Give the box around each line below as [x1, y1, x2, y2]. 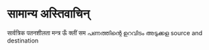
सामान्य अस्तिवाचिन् [7, 6, 90, 22]
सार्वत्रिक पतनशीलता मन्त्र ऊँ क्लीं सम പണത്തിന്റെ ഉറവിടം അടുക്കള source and [7, 28, 203, 36]
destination [7, 36, 39, 45]
